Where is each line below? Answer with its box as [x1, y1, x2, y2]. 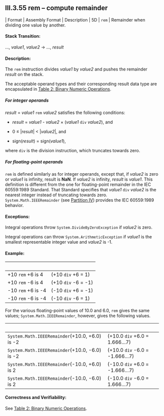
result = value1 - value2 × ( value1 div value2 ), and [12, 119, 113, 125]
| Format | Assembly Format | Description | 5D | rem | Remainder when [5, 17, 145, 23]
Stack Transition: [5, 33, 41, 39]
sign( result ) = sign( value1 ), [12, 138, 66, 144]
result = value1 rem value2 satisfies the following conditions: [5, 110, 125, 116]
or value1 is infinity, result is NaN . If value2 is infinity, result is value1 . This [5, 176, 153, 183]
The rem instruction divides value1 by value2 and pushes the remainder [5, 66, 148, 72]
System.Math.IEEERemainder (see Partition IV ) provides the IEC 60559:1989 [5, 197, 154, 203]
